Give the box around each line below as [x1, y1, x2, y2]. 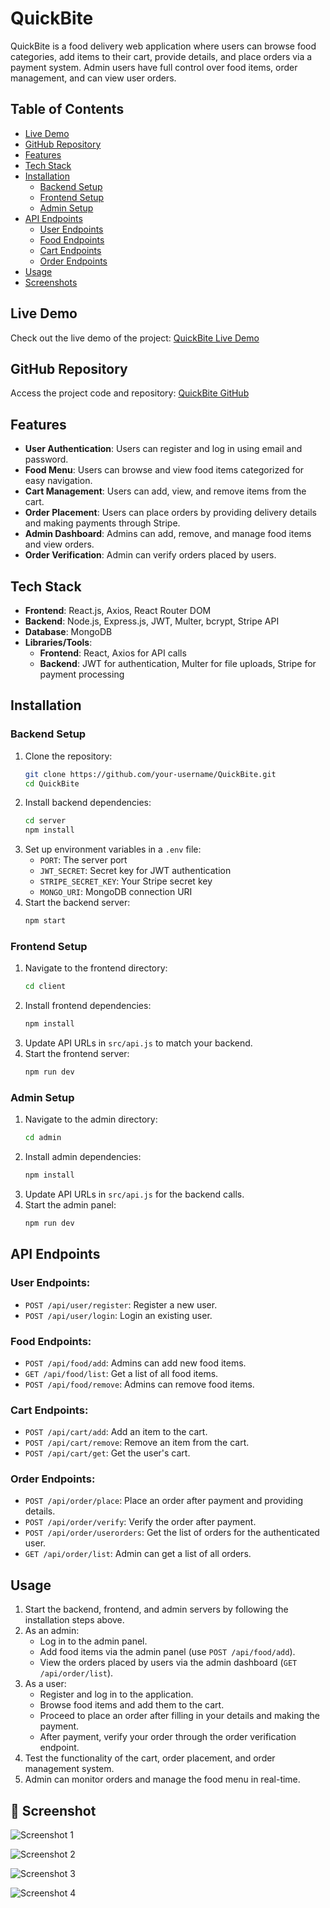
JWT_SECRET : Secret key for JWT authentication [39, 865, 232, 877]
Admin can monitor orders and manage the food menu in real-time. [24, 1773, 301, 1786]
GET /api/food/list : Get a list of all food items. [24, 1367, 219, 1379]
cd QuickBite [24, 778, 80, 789]
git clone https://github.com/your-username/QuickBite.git [24, 769, 277, 779]
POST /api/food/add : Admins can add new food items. [24, 1357, 247, 1369]
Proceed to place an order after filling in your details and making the [39, 1710, 320, 1722]
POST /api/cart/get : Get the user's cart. [24, 1447, 191, 1459]
